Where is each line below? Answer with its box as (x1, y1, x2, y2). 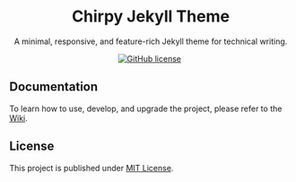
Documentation (9, 79, 99, 95)
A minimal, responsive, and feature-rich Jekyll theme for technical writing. (13, 36, 288, 47)
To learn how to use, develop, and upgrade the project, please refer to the (9, 103, 283, 114)
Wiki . (9, 112, 29, 123)
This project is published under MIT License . (9, 162, 174, 173)
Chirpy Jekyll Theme (71, 6, 231, 27)
